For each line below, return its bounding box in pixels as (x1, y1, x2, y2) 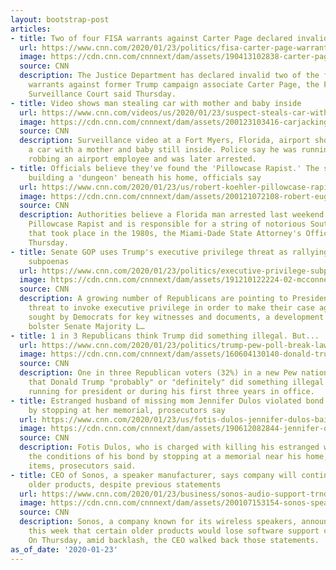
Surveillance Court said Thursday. (28, 89, 177, 99)
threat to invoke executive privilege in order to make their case (28, 303, 315, 313)
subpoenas (28, 256, 70, 266)
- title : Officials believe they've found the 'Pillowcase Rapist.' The (10, 163, 320, 173)
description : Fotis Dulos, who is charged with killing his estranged (19, 442, 320, 453)
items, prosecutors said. (28, 461, 137, 471)
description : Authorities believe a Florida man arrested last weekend (19, 210, 325, 220)
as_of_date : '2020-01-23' (10, 544, 118, 555)
